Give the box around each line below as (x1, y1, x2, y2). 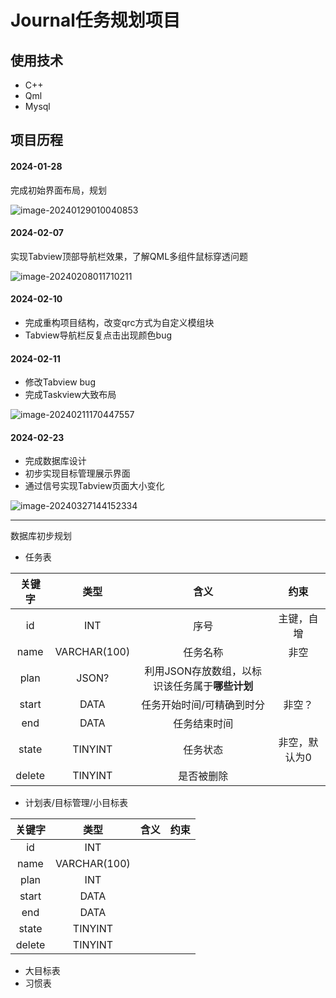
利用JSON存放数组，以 (144, 664, 253, 678)
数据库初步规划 (10, 530, 72, 542)
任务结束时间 (173, 717, 234, 731)
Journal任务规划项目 (10, 9, 181, 32)
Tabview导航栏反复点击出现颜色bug (24, 329, 173, 341)
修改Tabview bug (24, 376, 96, 388)
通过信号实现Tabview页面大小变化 (24, 480, 165, 492)
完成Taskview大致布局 (24, 389, 117, 401)
